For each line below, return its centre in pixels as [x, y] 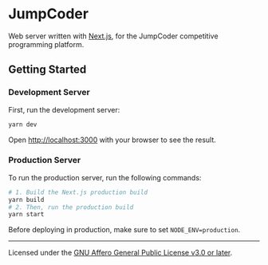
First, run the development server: [64, 109]
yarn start [26, 215]
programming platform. [46, 44]
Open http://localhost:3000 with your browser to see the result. [112, 140]
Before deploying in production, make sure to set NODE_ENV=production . [124, 230]
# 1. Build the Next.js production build [78, 192]
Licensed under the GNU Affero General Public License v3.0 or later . [120, 253]
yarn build [26, 200]
